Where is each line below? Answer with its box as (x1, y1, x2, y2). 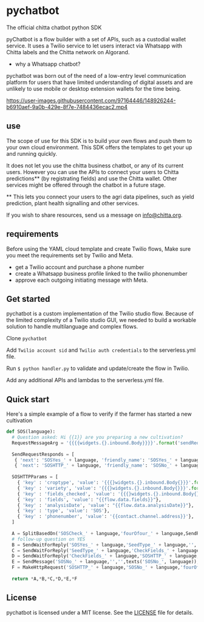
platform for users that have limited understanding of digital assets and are (6, 79, 193, 86)
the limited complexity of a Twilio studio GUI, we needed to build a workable (6, 316, 196, 324)
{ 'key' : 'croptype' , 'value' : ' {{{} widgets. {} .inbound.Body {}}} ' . (17, 480, 194, 486)
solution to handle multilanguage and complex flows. (6, 323, 138, 330)
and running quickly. (6, 150, 58, 157)
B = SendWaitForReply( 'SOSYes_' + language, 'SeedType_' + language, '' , (12, 542, 197, 548)
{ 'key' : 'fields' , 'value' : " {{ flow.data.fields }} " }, (17, 497, 162, 503)
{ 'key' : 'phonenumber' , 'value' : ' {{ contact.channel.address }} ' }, (17, 514, 194, 520)
